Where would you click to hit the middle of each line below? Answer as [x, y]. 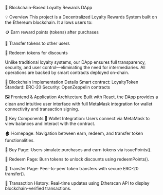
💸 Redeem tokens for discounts [36, 53]
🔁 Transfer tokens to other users [37, 43]
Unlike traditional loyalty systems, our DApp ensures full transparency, [75, 62]
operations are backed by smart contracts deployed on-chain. [67, 72]
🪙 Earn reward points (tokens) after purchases [52, 32]
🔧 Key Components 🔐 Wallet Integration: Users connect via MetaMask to [77, 118]
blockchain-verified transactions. [38, 188]
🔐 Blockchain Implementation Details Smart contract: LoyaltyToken [72, 82]
